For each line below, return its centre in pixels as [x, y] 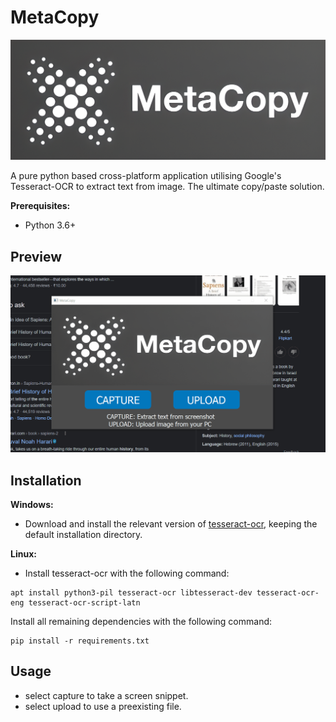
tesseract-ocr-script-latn [84, 603]
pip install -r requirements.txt [80, 641]
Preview [36, 256]
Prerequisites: [40, 206]
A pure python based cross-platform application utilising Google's [146, 176]
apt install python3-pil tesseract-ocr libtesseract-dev [131, 593]
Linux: [23, 554]
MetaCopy [55, 17]
